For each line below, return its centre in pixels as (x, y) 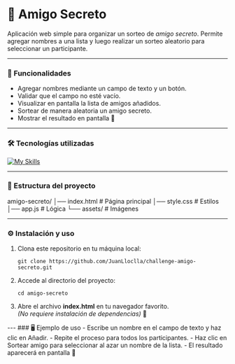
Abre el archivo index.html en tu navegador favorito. (93, 307)
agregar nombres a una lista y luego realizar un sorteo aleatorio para (106, 41)
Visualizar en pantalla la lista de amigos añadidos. (89, 104)
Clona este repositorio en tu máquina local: (79, 248)
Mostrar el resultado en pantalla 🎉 (66, 118)
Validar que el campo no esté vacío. (69, 96)
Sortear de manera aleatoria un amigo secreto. (85, 111)
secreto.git (35, 268)
